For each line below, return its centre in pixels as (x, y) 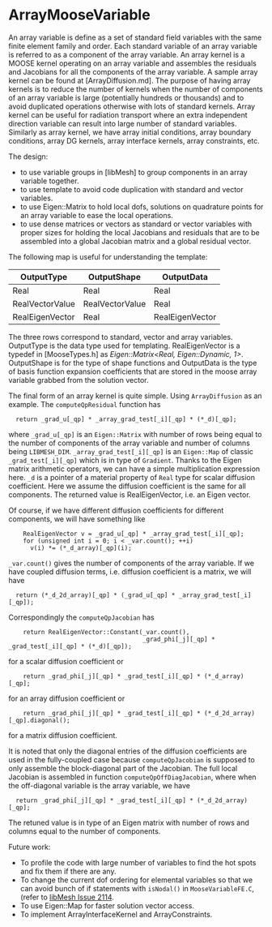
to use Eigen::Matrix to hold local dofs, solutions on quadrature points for (142, 206)
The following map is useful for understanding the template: (108, 256)
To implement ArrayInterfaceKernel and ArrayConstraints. (116, 914)
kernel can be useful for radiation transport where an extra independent (128, 114)
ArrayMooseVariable (80, 15)
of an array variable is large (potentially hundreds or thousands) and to (126, 97)
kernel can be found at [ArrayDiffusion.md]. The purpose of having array (130, 80)
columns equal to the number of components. (85, 831)
